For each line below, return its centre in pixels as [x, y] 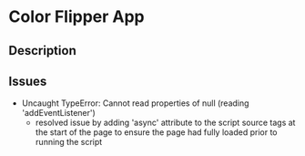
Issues [28, 81]
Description [42, 51]
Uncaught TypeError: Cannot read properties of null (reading [135, 103]
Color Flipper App [76, 17]
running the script [69, 142]
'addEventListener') [59, 113]
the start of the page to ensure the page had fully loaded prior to [157, 132]
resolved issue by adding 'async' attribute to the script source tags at [165, 123]
